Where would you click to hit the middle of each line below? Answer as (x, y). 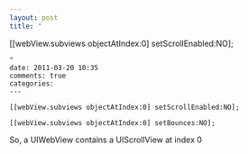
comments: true (38, 76)
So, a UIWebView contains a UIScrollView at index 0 (106, 140)
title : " (26, 26)
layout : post (34, 18)
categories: (32, 83)
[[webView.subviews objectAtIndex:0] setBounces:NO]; (113, 122)
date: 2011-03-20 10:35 (54, 68)
